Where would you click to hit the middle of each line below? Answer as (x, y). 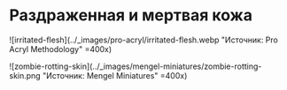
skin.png (25, 75)
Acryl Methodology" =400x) (61, 49)
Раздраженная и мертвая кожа (131, 15)
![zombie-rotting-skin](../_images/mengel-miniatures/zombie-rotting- (136, 66)
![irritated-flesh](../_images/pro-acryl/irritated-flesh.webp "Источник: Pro (144, 40)
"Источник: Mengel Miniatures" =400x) (115, 75)
